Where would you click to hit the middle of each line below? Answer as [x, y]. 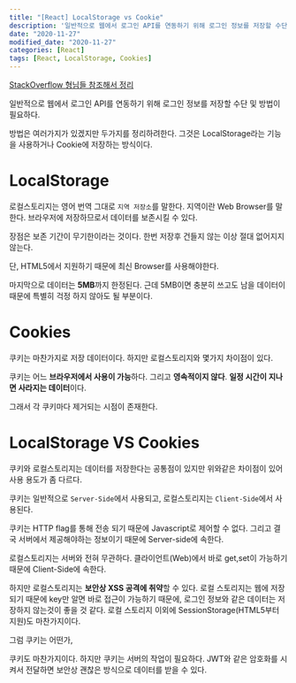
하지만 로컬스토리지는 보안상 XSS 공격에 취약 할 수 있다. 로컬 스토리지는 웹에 [139, 587]
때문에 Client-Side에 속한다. [58, 569]
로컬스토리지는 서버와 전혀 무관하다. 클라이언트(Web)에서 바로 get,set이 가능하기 [148, 557]
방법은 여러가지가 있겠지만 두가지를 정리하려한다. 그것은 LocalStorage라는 [137, 133]
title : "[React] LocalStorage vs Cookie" [87, 17]
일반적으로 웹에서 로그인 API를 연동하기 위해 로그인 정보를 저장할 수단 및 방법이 [145, 104]
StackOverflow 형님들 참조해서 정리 [72, 84]
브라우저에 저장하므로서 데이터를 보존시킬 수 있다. [113, 217]
